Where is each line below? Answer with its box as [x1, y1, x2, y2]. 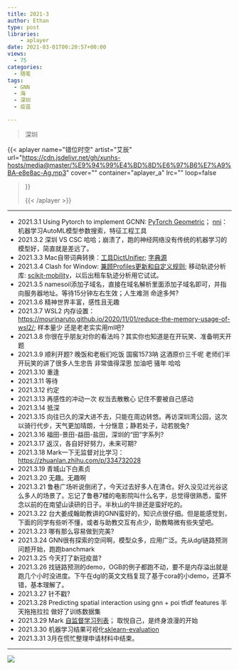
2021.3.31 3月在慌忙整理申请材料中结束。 [17, 634, 139, 642]
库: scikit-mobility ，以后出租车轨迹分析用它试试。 [17, 270, 163, 279]
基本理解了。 [30, 580, 68, 589]
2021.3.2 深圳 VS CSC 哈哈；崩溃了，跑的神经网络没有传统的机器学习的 [17, 235, 228, 243]
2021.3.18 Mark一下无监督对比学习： [17, 447, 124, 457]
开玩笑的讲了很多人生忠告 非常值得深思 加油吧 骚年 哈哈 [17, 358, 181, 367]
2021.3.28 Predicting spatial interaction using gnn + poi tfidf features [17, 598, 219, 606]
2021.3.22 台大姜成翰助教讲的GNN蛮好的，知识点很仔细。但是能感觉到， [17, 509, 231, 517]
